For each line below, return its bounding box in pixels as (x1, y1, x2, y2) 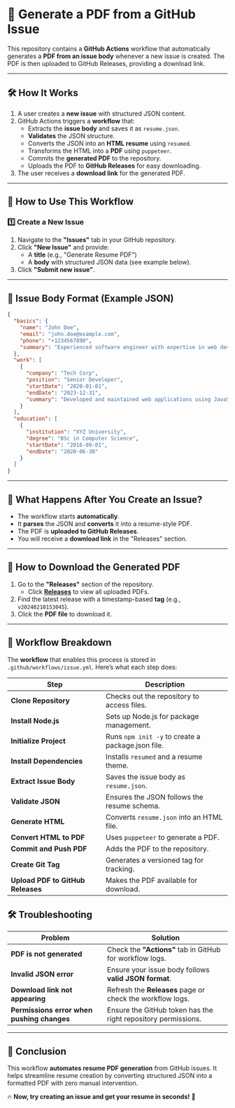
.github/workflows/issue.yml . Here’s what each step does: (7, 663, 178, 671)
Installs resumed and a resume (106, 752, 203, 762)
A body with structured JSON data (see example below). (27, 258, 192, 266)
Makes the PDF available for (106, 875, 198, 885)
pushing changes (10, 1014, 70, 1024)
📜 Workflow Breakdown (7, 637, 112, 649)
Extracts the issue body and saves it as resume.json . (27, 124, 180, 133)
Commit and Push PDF (10, 844, 87, 853)
